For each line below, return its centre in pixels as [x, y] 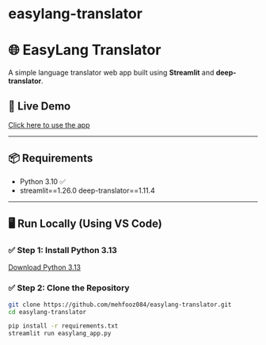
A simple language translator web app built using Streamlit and [111, 73]
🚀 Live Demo [40, 106]
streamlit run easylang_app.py [60, 334]
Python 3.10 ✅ [42, 181]
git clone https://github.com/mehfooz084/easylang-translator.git [120, 305]
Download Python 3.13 [45, 267]
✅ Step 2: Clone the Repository [69, 288]
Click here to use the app [49, 125]
